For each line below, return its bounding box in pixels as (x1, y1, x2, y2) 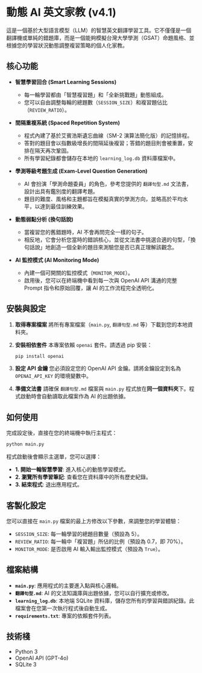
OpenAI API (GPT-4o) (14, 654, 69, 662)
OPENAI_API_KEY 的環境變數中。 (14, 372, 92, 380)
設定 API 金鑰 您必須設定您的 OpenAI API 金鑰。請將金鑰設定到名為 (14, 365, 181, 372)
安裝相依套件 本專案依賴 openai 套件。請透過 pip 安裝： (14, 341, 153, 348)
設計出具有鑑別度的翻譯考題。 (24, 188, 98, 195)
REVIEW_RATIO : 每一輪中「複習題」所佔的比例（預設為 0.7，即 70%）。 (14, 538, 187, 545)
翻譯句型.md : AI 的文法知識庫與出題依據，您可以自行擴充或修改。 (14, 589, 173, 596)
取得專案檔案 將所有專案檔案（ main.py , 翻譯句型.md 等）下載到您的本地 (14, 321, 188, 328)
